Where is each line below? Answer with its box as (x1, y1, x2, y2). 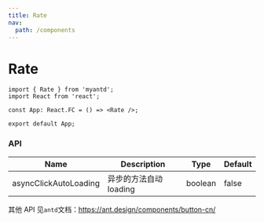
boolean (185, 177, 217, 188)
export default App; (8, 120, 76, 128)
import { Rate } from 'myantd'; (8, 86, 114, 94)
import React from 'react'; (8, 93, 101, 100)
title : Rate (8, 11, 47, 20)
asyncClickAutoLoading (12, 177, 101, 188)
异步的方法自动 (107, 173, 163, 184)
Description (120, 158, 166, 169)
